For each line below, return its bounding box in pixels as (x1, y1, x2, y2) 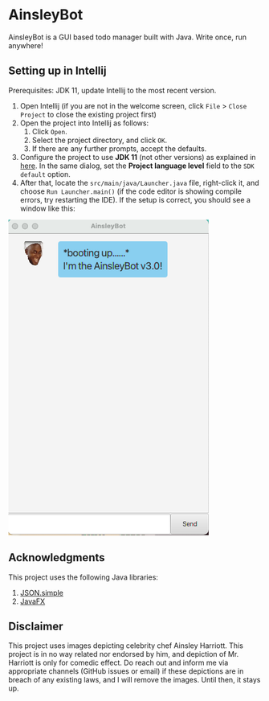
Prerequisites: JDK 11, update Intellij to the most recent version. (8, 85, 217, 95)
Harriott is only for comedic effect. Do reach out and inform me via (8, 658, 229, 668)
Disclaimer (8, 619, 63, 633)
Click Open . (31, 126, 67, 136)
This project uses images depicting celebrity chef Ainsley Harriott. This (8, 641, 243, 650)
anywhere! (8, 40, 43, 50)
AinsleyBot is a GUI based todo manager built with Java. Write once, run (8, 32, 247, 42)
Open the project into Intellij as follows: (19, 118, 149, 128)
